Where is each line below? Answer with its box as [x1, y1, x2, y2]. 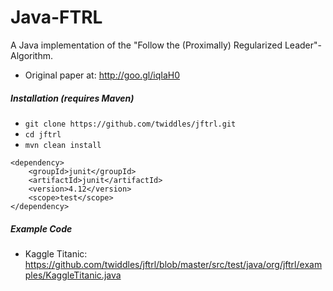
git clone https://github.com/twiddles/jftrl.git [24, 119, 237, 129]
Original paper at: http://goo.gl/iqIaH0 [24, 69, 181, 81]
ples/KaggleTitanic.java [24, 269, 122, 281]
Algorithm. [10, 49, 53, 61]
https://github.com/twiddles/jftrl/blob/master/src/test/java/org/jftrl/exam [24, 258, 323, 270]
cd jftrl [24, 129, 62, 140]
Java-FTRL [10, 6, 103, 29]
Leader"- [284, 39, 322, 51]
